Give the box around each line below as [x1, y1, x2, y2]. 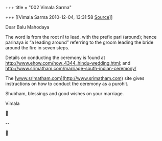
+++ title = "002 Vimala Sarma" [5, 5, 72, 10]
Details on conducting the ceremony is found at [5, 54, 105, 61]
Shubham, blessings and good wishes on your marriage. [5, 91, 124, 96]
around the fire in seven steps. [5, 45, 70, 50]
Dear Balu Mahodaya [5, 24, 50, 30]
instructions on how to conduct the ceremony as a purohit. [5, 81, 129, 87]
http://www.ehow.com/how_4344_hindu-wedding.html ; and [5, 60, 131, 66]
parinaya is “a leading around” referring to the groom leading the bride [5, 39, 154, 45]
